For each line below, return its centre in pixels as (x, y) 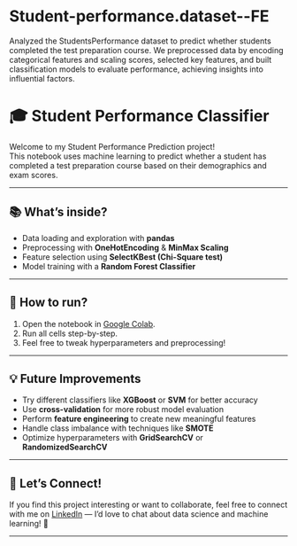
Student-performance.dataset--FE (139, 16)
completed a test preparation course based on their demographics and (138, 165)
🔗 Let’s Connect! (56, 484)
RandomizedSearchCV (65, 447)
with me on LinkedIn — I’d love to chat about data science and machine (139, 514)
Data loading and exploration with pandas (98, 238)
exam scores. (34, 175)
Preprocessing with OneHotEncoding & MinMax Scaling (125, 247)
